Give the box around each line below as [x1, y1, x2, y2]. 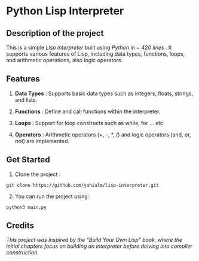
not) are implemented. [14, 137, 70, 144]
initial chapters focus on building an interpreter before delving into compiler [6, 242, 193, 250]
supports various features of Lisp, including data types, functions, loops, [6, 50, 185, 57]
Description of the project [6, 28, 104, 38]
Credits [6, 220, 35, 231]
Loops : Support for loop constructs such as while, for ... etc [14, 119, 164, 126]
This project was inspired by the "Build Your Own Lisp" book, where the [6, 236, 183, 244]
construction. [6, 249, 39, 256]
